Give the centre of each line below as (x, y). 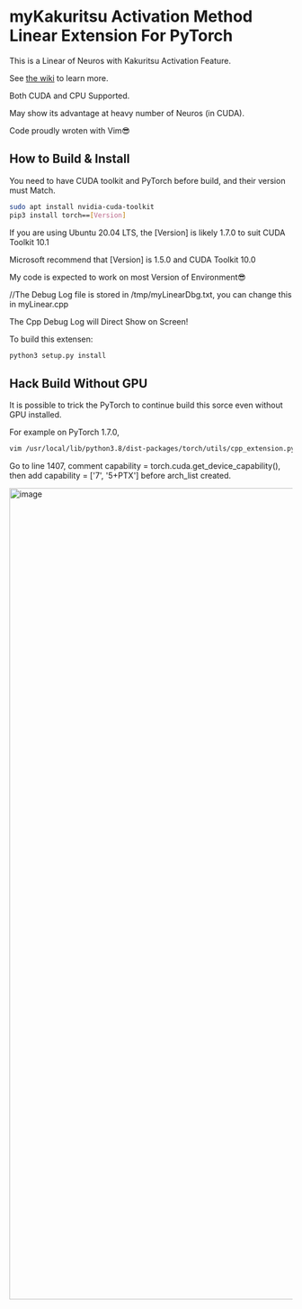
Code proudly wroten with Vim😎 (70, 130)
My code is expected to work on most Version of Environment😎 (128, 277)
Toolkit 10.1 (29, 242)
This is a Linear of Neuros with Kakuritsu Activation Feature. (120, 60)
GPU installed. (36, 415)
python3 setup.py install (58, 355)
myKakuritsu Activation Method (131, 17)
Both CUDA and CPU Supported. (70, 96)
